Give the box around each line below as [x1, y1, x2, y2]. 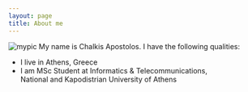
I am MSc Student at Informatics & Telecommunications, [19, 65, 208, 75]
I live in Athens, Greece [19, 57, 98, 67]
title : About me [8, 19, 63, 27]
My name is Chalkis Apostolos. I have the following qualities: [38, 41, 241, 51]
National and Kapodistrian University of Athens [19, 74, 177, 84]
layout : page [8, 11, 53, 20]
